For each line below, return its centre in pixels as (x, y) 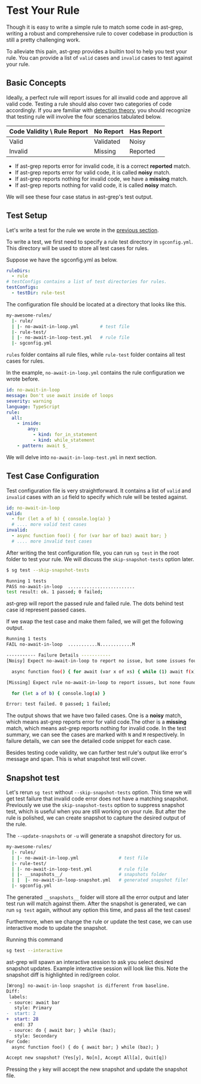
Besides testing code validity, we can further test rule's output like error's (97, 752)
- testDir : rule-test (39, 293)
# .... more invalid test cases (52, 541)
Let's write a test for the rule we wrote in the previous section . (83, 230)
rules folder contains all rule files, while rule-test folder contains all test (96, 355)
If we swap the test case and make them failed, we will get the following (95, 622)
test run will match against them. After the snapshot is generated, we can (96, 904)
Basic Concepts (36, 83)
